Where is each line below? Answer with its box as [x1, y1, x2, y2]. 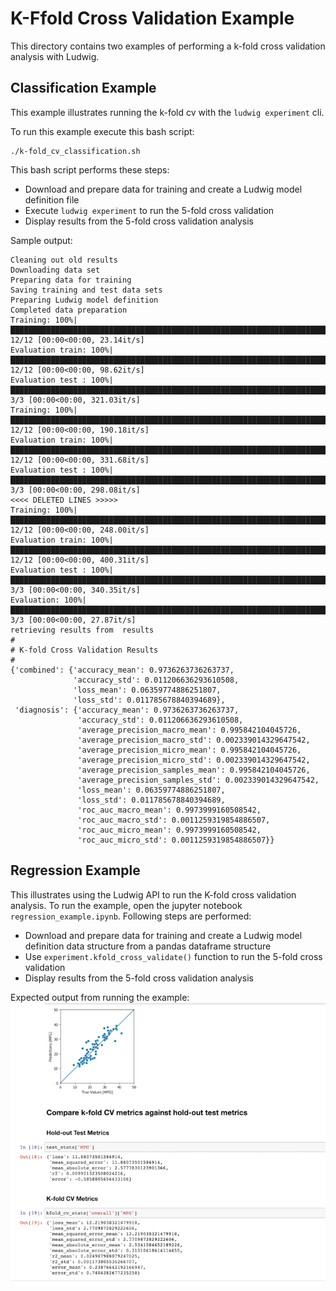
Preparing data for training [10, 275, 132, 285]
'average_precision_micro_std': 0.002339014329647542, [77, 755, 311, 765]
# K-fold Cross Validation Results [10, 645, 159, 655]
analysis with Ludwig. [10, 50, 100, 62]
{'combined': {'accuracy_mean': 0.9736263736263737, [10, 665, 235, 675]
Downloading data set [10, 265, 101, 275]
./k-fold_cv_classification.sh [10, 146, 141, 156]
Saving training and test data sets [10, 285, 163, 295]
